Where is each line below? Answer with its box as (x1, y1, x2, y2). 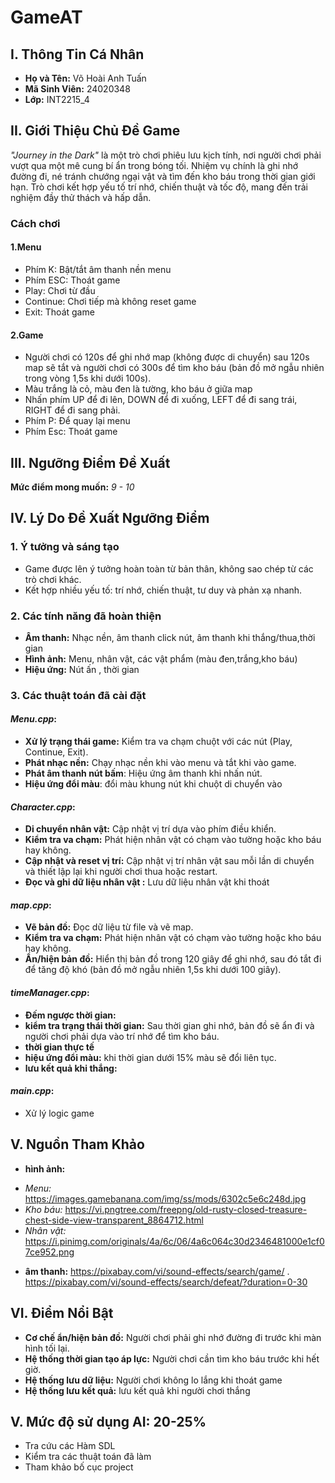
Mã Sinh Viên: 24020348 (24, 83, 131, 95)
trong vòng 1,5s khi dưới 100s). (24, 372, 152, 385)
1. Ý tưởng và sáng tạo (10, 540, 120, 554)
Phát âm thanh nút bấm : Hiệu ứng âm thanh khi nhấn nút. (24, 767, 263, 780)
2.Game (10, 329, 44, 341)
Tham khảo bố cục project (24, 1461, 134, 1473)
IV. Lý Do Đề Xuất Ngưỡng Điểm (10, 510, 210, 527)
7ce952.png (24, 1246, 75, 1258)
